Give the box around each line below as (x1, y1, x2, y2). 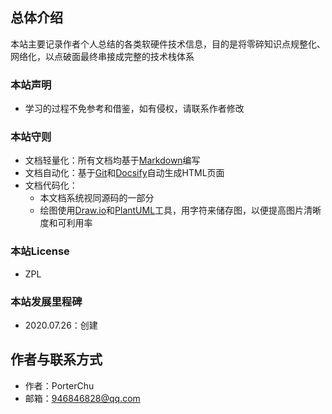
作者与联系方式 (10, 351, 103, 368)
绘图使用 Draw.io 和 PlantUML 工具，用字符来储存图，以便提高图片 (39, 204, 305, 217)
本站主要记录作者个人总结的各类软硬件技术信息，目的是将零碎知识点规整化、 (10, 38, 326, 50)
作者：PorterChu (24, 379, 95, 392)
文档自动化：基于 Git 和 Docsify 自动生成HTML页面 (24, 167, 225, 179)
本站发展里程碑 (10, 294, 83, 308)
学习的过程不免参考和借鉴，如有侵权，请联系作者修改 (24, 103, 245, 115)
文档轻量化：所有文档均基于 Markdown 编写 (24, 154, 201, 167)
